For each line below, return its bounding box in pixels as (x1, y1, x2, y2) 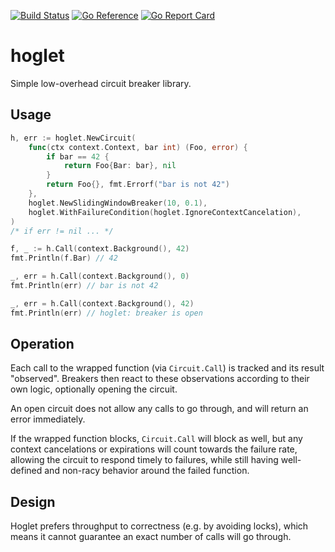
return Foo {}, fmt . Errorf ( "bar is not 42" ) (46, 180, 230, 190)
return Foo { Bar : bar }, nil (63, 161, 177, 171)
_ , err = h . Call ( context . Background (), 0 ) (10, 271, 190, 282)
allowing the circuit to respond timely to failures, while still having (10, 454, 279, 466)
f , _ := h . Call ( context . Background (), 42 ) (10, 244, 190, 254)
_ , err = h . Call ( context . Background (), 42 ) (10, 298, 195, 309)
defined (10, 465, 43, 477)
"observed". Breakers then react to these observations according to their (10, 373, 310, 385)
